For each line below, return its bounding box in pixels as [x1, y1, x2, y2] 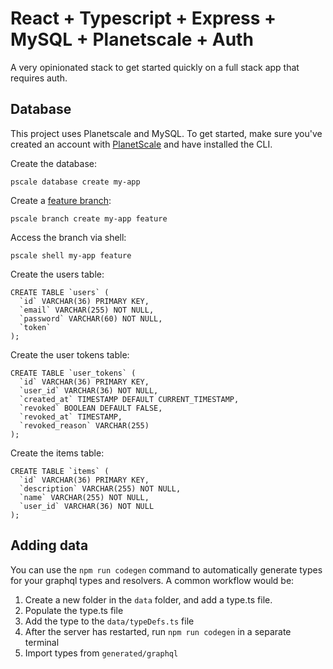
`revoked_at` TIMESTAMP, [19, 412, 123, 422]
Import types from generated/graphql [24, 647, 179, 659]
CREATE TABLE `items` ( [10, 466, 110, 476]
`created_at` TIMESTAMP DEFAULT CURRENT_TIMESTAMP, [19, 394, 240, 404]
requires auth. [10, 72, 68, 84]
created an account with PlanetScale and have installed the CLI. [10, 138, 273, 150]
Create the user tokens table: [10, 348, 130, 361]
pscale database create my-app [10, 177, 141, 187]
